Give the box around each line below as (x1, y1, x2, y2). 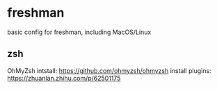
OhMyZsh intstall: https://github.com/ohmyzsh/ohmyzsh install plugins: (7, 66, 211, 74)
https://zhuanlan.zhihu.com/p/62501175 (7, 74, 121, 82)
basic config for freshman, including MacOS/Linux (7, 28, 152, 36)
